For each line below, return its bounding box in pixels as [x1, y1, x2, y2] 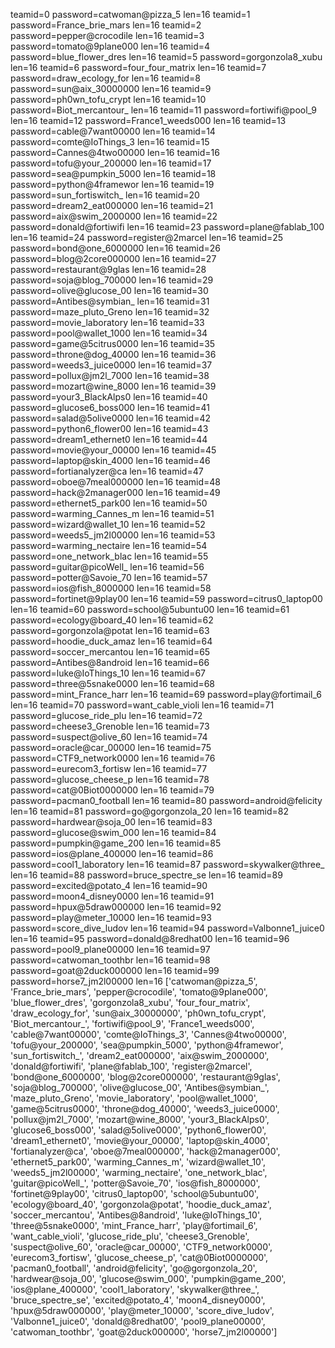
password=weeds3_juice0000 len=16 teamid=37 [10, 359, 213, 371]
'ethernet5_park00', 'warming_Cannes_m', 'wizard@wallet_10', [10, 1156, 267, 1168]
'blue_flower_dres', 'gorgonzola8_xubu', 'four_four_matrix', [10, 997, 251, 1008]
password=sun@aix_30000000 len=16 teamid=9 [10, 83, 212, 94]
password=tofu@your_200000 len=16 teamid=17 [10, 157, 212, 169]
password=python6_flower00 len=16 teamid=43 [10, 423, 209, 434]
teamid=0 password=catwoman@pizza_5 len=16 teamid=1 [10, 9, 251, 20]
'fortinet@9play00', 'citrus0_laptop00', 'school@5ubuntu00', [10, 1188, 259, 1199]
